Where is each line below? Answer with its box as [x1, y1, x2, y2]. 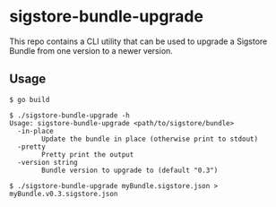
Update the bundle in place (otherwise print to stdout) [41, 134, 258, 143]
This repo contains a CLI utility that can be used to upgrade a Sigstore [9, 36, 268, 47]
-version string [17, 158, 78, 167]
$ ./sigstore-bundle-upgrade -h [9, 110, 130, 120]
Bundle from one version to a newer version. [9, 45, 173, 56]
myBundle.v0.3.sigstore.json [9, 189, 118, 198]
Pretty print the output [41, 150, 134, 159]
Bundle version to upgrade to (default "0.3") [41, 166, 219, 175]
